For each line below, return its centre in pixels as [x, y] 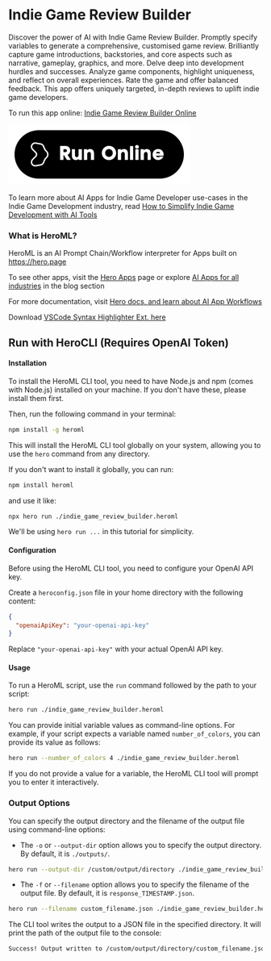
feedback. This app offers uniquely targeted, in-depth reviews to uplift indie [134, 88]
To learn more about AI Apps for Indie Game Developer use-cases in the [128, 197]
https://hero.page [38, 262]
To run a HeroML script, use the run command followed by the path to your [133, 685]
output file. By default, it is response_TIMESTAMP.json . [107, 893]
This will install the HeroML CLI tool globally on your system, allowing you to [135, 445]
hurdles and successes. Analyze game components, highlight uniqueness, [132, 71]
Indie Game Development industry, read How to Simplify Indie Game [121, 206]
